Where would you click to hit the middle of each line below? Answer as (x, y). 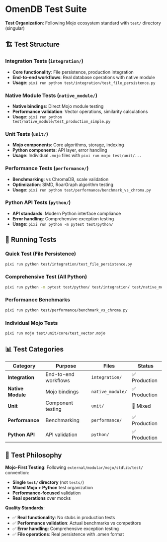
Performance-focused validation (46, 493)
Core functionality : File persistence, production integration (73, 72)
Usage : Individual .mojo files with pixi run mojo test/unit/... (77, 156)
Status (146, 365)
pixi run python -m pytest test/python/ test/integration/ (68, 287)
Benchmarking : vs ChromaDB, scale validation (60, 179)
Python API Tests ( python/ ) (38, 202)
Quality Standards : (25, 508)
